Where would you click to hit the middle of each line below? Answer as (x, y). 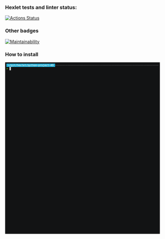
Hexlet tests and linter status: (41, 7)
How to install (22, 54)
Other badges (22, 31)
